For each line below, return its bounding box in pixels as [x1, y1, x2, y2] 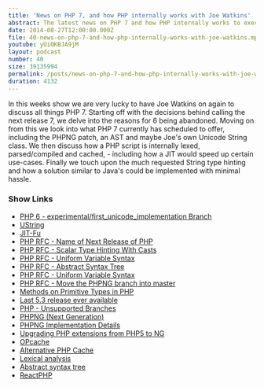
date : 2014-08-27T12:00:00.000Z [8, 26, 114, 34]
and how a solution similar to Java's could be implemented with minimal [8, 166, 241, 175]
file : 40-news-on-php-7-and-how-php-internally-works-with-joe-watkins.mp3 [8, 33, 262, 42]
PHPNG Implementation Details [19, 320, 120, 330]
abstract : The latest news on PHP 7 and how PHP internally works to [8, 19, 241, 27]
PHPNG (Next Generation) [19, 311, 104, 321]
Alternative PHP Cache [19, 345, 94, 355]
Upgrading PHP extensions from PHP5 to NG [19, 328, 165, 338]
